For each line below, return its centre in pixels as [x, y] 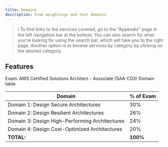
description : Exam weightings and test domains [56, 15]
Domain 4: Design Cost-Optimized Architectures [65, 129]
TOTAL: [17, 137]
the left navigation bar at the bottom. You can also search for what [86, 35]
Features [19, 66]
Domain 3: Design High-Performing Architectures [66, 121]
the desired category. [40, 51]
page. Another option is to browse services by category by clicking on [90, 45]
